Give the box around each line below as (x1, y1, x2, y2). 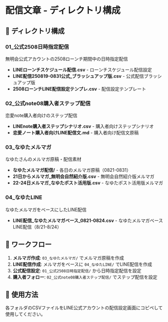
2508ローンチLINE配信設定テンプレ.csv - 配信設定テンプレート (12, 85, 147, 92)
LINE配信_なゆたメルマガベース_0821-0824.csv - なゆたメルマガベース (12, 217, 163, 223)
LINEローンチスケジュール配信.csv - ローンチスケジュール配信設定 (12, 66, 152, 73)
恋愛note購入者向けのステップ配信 (5, 112, 78, 119)
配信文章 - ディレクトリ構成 (5, 5, 121, 16)
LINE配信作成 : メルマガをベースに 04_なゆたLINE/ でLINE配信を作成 (12, 261, 152, 267)
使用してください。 (5, 311, 46, 317)
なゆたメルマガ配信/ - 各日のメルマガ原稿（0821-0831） (12, 167, 131, 173)
